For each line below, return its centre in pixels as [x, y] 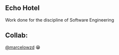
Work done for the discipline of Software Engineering [60, 20]
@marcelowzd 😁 [23, 47]
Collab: [17, 36]
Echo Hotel [22, 8]
